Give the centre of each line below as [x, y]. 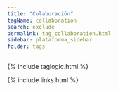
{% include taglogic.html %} [48, 66]
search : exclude [31, 27]
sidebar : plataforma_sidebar [50, 40]
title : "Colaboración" [40, 14]
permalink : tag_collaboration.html [59, 33]
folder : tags [26, 46]
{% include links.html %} [43, 80]
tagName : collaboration [42, 20]
